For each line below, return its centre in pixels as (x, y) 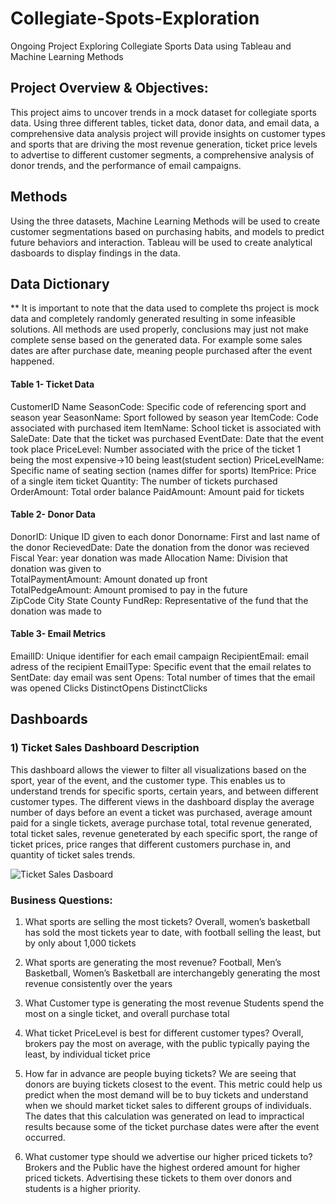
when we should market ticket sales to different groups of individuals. (168, 1105)
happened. (32, 361)
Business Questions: (61, 900)
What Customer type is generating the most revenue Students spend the (174, 1003)
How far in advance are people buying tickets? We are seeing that (160, 1073)
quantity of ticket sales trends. (73, 854)
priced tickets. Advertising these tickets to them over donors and (158, 1178)
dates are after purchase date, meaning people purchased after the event (161, 351)
